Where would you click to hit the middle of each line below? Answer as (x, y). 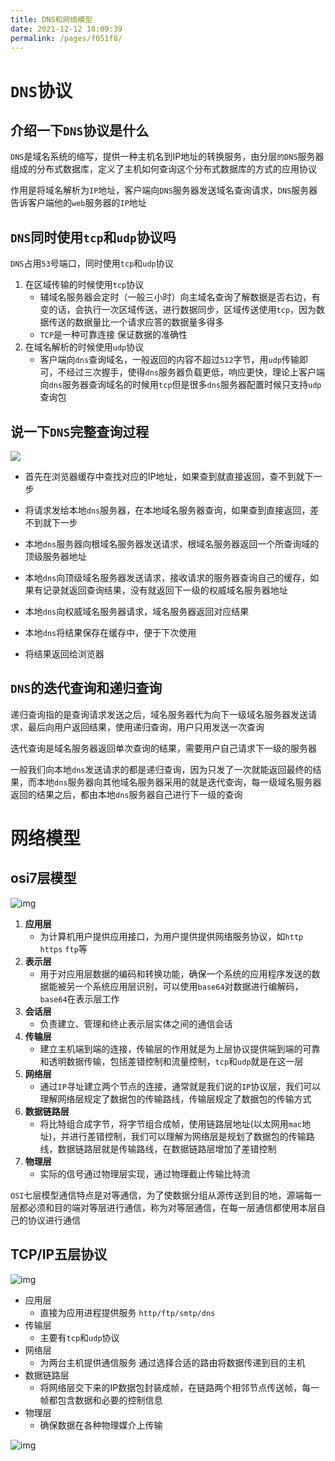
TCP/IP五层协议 (59, 1254)
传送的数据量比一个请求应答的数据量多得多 (136, 322)
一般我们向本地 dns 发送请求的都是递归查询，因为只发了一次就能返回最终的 (161, 769)
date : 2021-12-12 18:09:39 (66, 29)
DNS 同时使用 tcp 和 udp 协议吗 (93, 237)
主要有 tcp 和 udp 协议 (79, 1337)
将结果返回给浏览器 (64, 654)
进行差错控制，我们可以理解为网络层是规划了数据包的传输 (188, 1136)
